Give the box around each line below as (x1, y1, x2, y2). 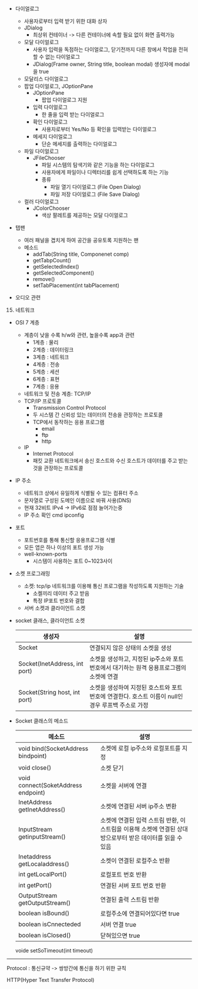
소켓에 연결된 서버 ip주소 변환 (100, 802, 177, 810)
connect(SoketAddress (18, 781, 82, 789)
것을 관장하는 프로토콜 (32, 465, 84, 472)
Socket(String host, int (18, 689, 80, 696)
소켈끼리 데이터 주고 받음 (32, 590, 90, 597)
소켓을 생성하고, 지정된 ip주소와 (89, 655, 172, 663)
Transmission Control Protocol (32, 405, 106, 411)
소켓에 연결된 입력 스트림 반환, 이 (100, 816, 186, 824)
